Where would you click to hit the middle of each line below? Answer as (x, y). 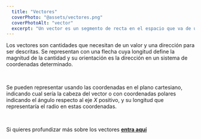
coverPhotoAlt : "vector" (42, 23)
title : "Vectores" (35, 12)
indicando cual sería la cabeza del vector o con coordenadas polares (91, 94)
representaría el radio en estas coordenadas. (62, 106)
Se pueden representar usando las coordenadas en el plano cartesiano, (95, 88)
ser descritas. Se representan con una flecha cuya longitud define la (91, 52)
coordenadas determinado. (40, 64)
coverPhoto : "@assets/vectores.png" (57, 17)
